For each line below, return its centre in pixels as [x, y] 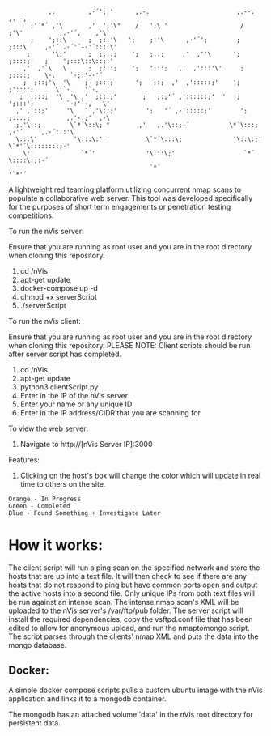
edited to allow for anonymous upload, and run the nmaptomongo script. [129, 628]
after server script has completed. [65, 354]
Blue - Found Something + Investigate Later [85, 513]
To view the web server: [49, 428]
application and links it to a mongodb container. [87, 698]
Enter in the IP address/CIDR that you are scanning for [110, 413]
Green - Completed [39, 506]
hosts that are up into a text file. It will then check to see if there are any [128, 576]
